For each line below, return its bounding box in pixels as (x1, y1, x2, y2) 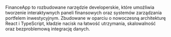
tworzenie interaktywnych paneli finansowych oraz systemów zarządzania (5, 10, 162, 16)
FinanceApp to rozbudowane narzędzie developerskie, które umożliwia (5, 5, 155, 10)
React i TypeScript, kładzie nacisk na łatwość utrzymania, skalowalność (5, 20, 156, 26)
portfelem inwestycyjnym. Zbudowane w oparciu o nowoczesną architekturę (5, 15, 166, 21)
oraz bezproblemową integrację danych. (5, 26, 90, 32)
